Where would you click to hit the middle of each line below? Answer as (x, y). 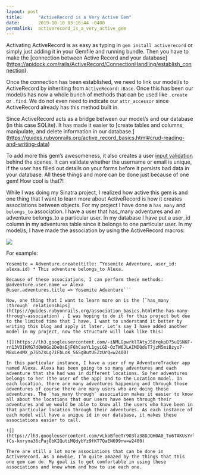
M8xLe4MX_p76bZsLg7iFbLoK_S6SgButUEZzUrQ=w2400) (68, 353)
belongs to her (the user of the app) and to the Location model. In (94, 379)
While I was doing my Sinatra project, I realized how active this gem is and (97, 193)
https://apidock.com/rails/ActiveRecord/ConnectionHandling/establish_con (100, 64)
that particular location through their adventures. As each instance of (100, 410)
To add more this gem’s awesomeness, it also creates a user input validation (100, 156)
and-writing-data (27, 144)
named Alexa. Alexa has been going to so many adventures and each (92, 368)
